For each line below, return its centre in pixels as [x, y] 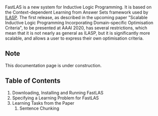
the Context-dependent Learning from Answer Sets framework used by [77, 12]
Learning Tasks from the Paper [43, 103]
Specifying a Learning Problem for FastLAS [55, 98]
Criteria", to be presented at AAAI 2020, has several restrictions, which [76, 28]
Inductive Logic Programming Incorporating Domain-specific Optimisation [79, 23]
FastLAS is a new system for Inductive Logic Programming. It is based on [79, 7]
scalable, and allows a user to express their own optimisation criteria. [74, 38]
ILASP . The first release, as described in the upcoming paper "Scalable [76, 17]
